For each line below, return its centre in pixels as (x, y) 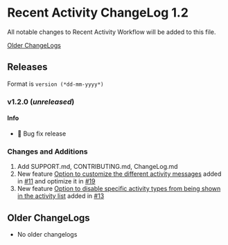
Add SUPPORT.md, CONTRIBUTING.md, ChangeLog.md (97, 167)
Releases (27, 67)
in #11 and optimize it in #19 (56, 181)
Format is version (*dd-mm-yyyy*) (55, 84)
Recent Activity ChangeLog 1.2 (98, 13)
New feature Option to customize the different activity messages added (119, 174)
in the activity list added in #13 (61, 196)
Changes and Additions (47, 152)
